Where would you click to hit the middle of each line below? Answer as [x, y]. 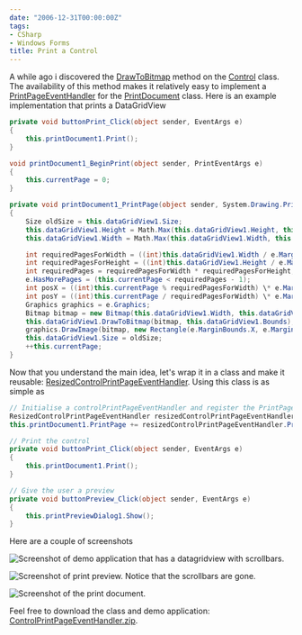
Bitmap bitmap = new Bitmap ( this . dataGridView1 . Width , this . [142, 313]
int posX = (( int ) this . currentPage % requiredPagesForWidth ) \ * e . [154, 288]
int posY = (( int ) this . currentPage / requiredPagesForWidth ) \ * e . [154, 296]
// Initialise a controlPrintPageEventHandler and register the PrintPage [152, 408]
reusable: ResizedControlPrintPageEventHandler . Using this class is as [139, 381]
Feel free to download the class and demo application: [110, 611]
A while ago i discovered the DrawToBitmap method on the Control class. [145, 77]
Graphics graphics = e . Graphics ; [88, 304]
